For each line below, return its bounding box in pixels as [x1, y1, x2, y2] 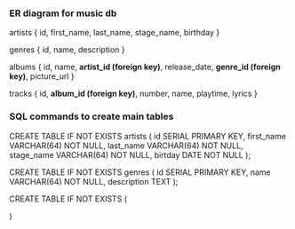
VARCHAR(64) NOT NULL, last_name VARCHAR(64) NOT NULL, [9, 140, 243, 151]
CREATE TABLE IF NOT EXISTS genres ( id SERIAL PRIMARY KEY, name [9, 167, 271, 178]
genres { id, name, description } [9, 44, 125, 55]
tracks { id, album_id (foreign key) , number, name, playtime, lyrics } [9, 88, 258, 99]
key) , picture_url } [9, 71, 76, 82]
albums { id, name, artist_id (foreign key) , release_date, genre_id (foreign [9, 61, 282, 73]
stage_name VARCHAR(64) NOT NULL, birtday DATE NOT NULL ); [9, 149, 251, 160]
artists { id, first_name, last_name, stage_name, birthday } [9, 28, 220, 38]
